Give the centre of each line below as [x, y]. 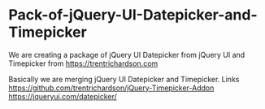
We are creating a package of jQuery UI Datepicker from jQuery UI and [127, 54]
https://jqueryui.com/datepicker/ [63, 96]
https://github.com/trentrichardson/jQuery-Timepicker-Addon [111, 88]
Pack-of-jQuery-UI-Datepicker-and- [133, 15]
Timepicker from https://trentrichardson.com [83, 63]
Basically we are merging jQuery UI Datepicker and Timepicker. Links [124, 79]
